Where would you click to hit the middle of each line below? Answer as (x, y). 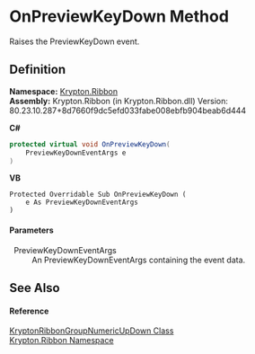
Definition (37, 70)
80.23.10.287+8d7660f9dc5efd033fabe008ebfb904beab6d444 (128, 111)
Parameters (31, 230)
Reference (29, 311)
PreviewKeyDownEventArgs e (76, 153)
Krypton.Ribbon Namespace (62, 341)
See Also (35, 288)
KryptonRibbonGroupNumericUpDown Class (92, 331)
